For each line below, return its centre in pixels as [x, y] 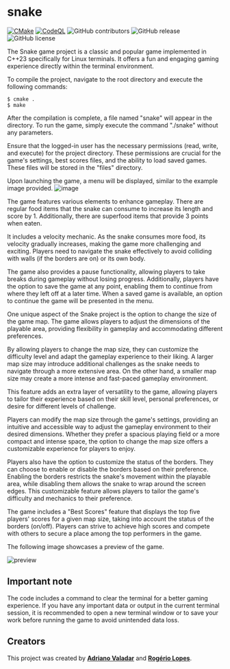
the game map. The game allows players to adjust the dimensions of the [108, 321]
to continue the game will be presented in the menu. [80, 301]
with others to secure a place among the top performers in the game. [104, 533]
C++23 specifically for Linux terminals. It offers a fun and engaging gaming [113, 58]
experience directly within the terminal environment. [80, 66]
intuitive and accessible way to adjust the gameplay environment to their [109, 426]
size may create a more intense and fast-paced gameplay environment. [108, 378]
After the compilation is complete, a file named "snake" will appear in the [110, 118]
